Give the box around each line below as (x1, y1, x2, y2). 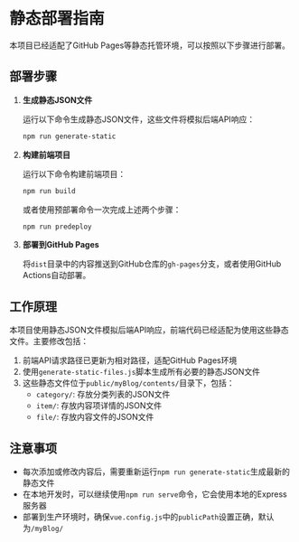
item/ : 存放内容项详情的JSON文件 (35, 400, 163, 411)
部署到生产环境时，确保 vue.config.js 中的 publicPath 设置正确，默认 (22, 511, 275, 522)
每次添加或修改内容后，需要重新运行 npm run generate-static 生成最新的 (22, 466, 291, 477)
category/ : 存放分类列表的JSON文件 (35, 389, 171, 400)
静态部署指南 (9, 8, 106, 29)
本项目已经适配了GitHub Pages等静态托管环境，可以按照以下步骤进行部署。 (9, 40, 291, 51)
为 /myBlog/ (22, 523, 64, 533)
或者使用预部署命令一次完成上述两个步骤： (22, 204, 182, 215)
